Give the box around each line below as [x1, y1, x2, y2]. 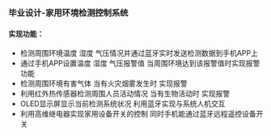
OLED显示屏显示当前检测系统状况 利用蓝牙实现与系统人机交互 [19, 99, 226, 108]
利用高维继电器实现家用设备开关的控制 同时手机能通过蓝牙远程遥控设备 [19, 109, 256, 119]
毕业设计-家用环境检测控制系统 [8, 6, 129, 18]
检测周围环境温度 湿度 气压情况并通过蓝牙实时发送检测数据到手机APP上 [19, 49, 259, 58]
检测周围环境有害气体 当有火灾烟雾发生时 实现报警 [19, 79, 188, 88]
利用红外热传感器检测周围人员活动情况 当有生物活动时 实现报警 [19, 89, 231, 99]
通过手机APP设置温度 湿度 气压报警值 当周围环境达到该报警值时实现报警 [19, 58, 260, 68]
